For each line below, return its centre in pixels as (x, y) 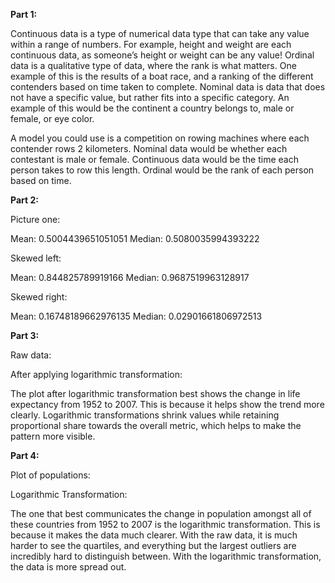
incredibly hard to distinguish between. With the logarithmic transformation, (166, 556)
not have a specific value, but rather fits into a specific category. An (150, 97)
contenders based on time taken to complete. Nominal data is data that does (168, 87)
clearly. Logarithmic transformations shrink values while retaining (145, 415)
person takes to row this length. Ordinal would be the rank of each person (162, 170)
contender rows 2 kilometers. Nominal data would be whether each (149, 148)
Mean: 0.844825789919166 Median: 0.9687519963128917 (130, 277)
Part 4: (25, 455)
